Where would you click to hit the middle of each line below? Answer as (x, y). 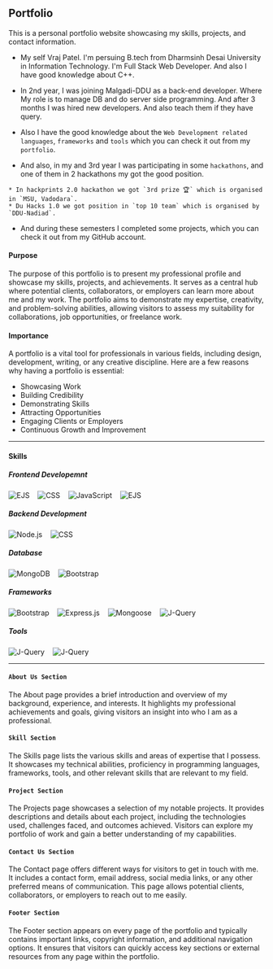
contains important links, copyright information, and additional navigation (131, 939)
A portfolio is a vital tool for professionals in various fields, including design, (135, 354)
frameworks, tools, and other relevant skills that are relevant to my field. (128, 773)
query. (31, 116)
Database (26, 553)
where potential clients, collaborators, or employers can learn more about (131, 291)
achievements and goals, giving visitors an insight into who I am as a (123, 712)
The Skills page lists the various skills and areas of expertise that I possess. (135, 756)
